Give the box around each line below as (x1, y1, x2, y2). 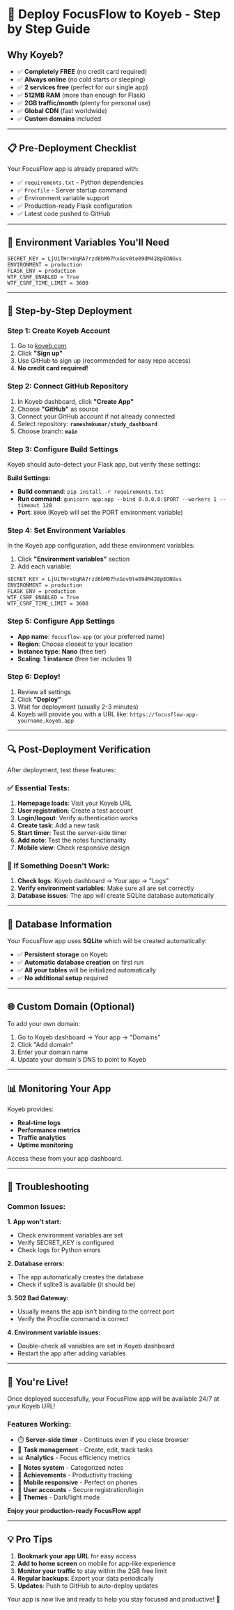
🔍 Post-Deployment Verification (7, 744, 151, 755)
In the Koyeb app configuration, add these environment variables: (7, 541, 195, 550)
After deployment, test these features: (7, 765, 116, 774)
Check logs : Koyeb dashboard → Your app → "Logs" (17, 877, 169, 885)
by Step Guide (7, 21, 91, 37)
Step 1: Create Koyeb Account (7, 326, 110, 336)
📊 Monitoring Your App (7, 1083, 111, 1094)
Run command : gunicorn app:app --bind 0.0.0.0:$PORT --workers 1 (17, 495, 217, 503)
